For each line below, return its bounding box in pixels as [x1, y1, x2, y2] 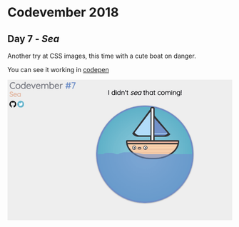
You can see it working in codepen [7, 66, 109, 74]
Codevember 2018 [7, 4, 119, 21]
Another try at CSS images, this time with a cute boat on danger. [7, 51, 196, 60]
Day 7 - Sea [7, 33, 59, 45]
